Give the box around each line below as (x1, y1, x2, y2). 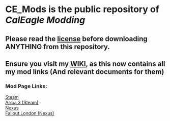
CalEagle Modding (5, 14, 86, 26)
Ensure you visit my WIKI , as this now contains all (5, 59, 165, 68)
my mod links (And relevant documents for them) (5, 67, 164, 76)
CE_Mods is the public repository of (5, 4, 159, 15)
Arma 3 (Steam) (5, 100, 39, 106)
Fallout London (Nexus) (5, 110, 54, 116)
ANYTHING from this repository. (5, 42, 110, 51)
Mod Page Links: (5, 83, 47, 90)
